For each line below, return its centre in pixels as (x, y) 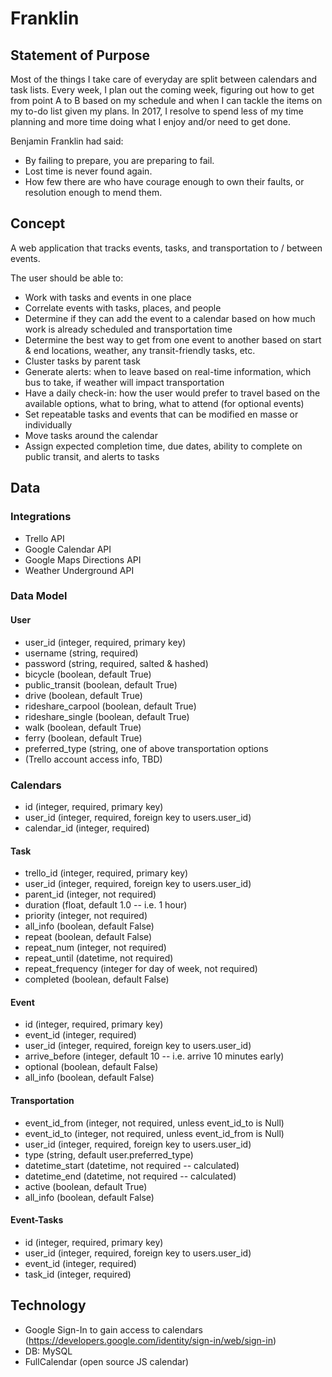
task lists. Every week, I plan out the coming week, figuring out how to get (162, 90)
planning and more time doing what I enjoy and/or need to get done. (150, 121)
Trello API (44, 538)
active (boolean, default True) (86, 1186)
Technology (48, 1305)
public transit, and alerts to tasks (92, 456)
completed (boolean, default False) (97, 979)
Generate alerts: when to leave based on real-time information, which (168, 371)
